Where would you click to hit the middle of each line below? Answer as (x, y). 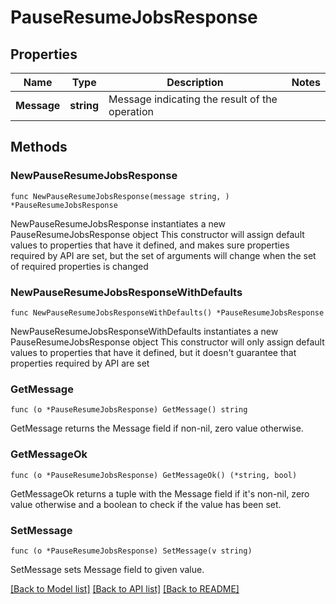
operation (131, 111)
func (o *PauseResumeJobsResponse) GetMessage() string (129, 410)
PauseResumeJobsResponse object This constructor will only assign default (167, 342)
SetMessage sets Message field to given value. (107, 569)
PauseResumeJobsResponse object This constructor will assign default (157, 234)
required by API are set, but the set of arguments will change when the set (163, 255)
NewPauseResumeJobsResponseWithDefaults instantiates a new (144, 331)
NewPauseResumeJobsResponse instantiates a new (118, 223)
